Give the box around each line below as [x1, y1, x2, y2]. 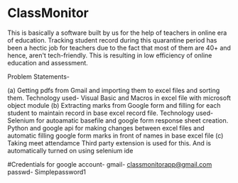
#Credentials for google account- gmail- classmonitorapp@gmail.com [7, 160, 212, 168]
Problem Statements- [7, 72, 70, 81]
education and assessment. [7, 58, 89, 67]
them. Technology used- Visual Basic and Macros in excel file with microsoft [7, 94, 231, 102]
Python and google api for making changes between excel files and [7, 123, 205, 132]
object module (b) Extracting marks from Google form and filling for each [7, 101, 222, 109]
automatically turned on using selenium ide [7, 146, 134, 155]
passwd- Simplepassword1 [7, 167, 87, 176]
